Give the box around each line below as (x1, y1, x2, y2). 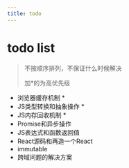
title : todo (7, 10, 42, 17)
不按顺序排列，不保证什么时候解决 (24, 64, 122, 72)
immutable (17, 144, 48, 153)
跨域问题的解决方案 (17, 153, 73, 161)
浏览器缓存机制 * (17, 93, 65, 101)
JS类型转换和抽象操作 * (17, 102, 85, 110)
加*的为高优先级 (24, 78, 71, 87)
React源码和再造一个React (17, 137, 93, 145)
